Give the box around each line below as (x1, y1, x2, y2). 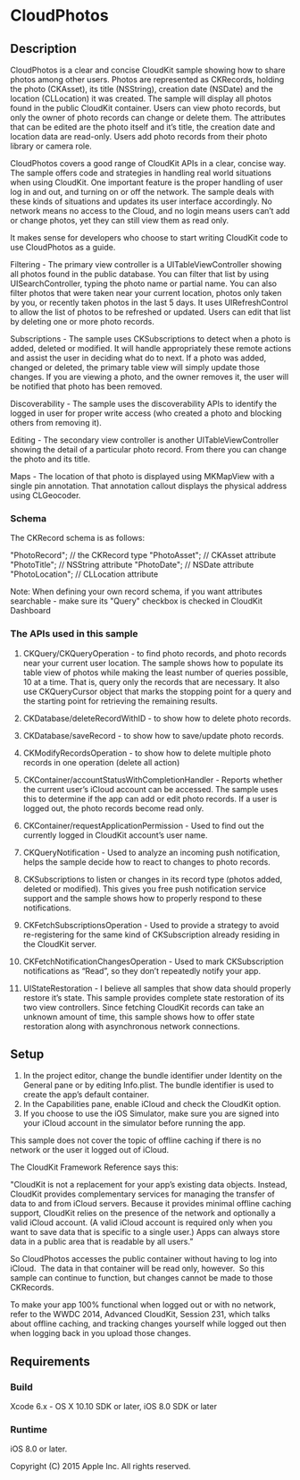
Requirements (10, 1354, 90, 1369)
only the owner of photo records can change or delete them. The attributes (10, 113, 287, 123)
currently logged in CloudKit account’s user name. (22, 829, 208, 841)
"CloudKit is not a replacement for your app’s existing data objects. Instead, (10, 1180, 288, 1190)
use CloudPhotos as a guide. (10, 242, 116, 252)
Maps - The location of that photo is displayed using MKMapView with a (10, 471, 275, 481)
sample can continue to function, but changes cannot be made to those (10, 1273, 273, 1283)
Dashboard (10, 605, 52, 616)
